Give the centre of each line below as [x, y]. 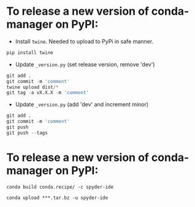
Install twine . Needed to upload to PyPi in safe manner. [84, 41]
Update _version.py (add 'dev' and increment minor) [82, 104]
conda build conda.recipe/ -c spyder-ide [60, 187]
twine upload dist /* [33, 87]
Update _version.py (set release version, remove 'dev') [85, 64]
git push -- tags [27, 133]
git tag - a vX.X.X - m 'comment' [48, 93]
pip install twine [30, 53]
